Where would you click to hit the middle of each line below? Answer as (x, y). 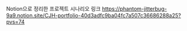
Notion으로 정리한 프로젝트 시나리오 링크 (53, 9)
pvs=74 (16, 22)
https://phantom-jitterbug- (134, 9)
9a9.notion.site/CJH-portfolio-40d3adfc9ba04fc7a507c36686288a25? (93, 15)
